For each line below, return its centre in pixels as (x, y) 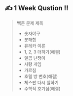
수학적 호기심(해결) (42, 88)
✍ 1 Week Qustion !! (36, 8)
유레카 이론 (35, 46)
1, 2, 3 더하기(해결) (42, 52)
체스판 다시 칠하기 (41, 82)
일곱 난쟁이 (35, 58)
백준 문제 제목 (30, 23)
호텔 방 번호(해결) (41, 76)
